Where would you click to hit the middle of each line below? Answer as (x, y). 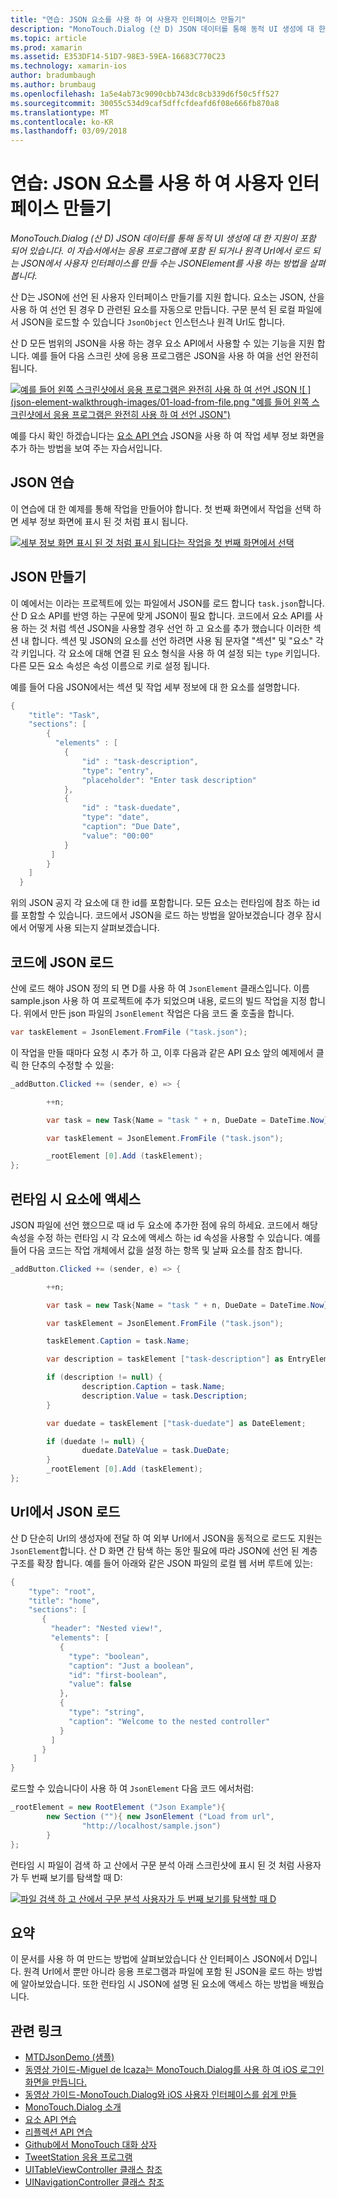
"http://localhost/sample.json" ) (151, 1826)
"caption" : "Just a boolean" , (131, 1666)
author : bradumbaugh (53, 76)
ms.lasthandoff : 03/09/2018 (69, 131)
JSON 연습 (42, 482)
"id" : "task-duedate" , (131, 808)
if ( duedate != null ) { (95, 1441)
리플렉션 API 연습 (58, 2132)
